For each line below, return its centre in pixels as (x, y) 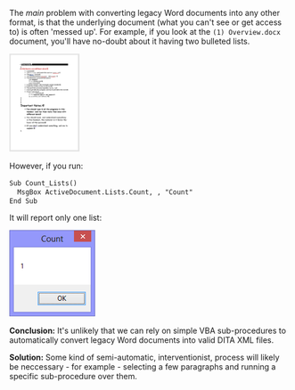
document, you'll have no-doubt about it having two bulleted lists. (130, 41)
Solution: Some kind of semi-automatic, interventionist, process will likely (144, 357)
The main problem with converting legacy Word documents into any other (145, 13)
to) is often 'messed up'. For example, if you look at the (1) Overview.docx (145, 32)
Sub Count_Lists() (43, 183)
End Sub (24, 201)
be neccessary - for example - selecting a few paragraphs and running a (143, 367)
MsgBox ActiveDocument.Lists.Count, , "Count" (105, 192)
